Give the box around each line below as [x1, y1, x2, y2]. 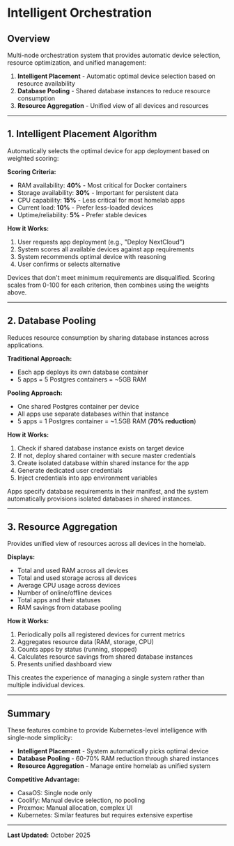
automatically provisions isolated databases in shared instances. [7, 494, 192, 503]
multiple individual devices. [7, 681, 86, 689]
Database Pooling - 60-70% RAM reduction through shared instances [17, 754, 219, 763]
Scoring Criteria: [7, 167, 57, 175]
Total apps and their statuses [17, 596, 101, 604]
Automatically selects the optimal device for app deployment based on [7, 146, 210, 155]
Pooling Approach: [7, 389, 63, 397]
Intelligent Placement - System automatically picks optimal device [17, 747, 209, 755]
